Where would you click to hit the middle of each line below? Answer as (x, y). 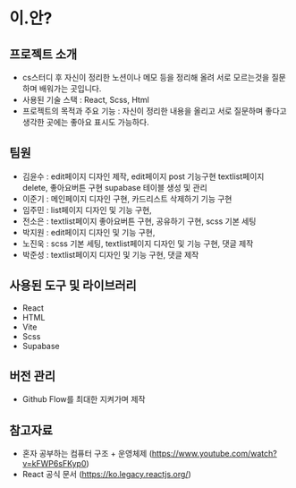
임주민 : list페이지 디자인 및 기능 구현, (87, 210)
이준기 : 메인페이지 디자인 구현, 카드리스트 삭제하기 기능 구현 (127, 199)
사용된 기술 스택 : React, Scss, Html (85, 100)
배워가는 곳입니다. (70, 89)
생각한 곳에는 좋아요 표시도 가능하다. (85, 122)
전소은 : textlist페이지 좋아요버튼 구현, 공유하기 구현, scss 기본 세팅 (139, 221)
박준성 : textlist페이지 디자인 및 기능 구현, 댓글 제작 (110, 254)
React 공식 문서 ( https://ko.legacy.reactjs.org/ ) (107, 475)
